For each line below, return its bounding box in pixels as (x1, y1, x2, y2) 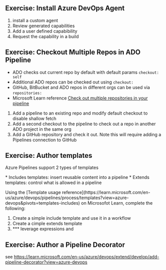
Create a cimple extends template (12, 221, 83, 227)
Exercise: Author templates (5, 151, 93, 160)
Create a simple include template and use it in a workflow (12, 215, 131, 221)
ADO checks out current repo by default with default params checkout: (12, 69, 159, 75)
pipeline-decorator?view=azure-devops (5, 259, 88, 265)
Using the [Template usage (5, 190, 61, 196)
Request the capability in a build (12, 33, 79, 39)
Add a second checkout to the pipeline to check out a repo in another (12, 121, 156, 127)
